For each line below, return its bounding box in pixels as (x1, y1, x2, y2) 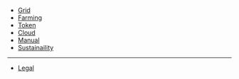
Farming (17, 13, 43, 22)
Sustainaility (17, 44, 54, 51)
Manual (17, 36, 41, 44)
